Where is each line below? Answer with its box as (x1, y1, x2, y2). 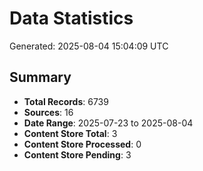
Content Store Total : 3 (23, 127, 118, 139)
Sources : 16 (23, 106, 74, 118)
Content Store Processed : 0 (23, 138, 142, 150)
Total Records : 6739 (23, 95, 109, 107)
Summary (9, 69, 72, 86)
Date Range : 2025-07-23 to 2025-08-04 (23, 117, 194, 129)
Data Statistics (9, 7, 134, 30)
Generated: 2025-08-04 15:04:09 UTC (9, 40, 169, 52)
